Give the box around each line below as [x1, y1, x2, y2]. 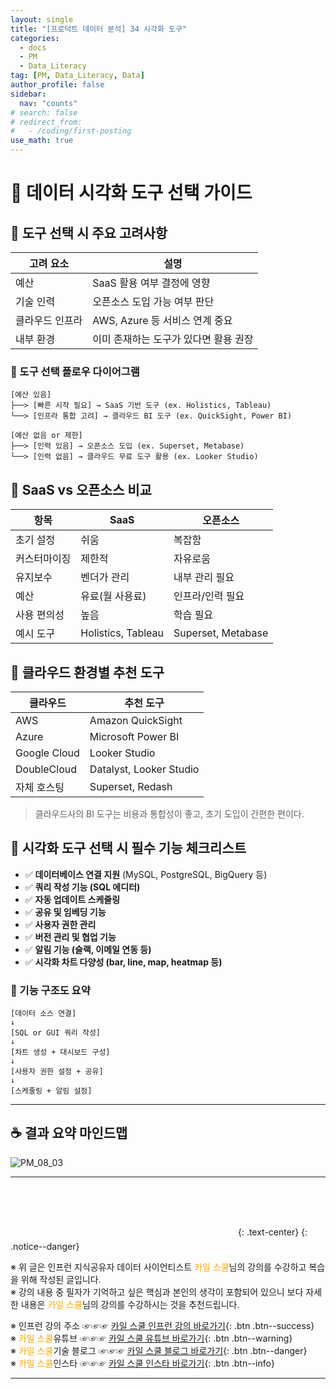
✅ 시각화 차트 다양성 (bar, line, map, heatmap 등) [24, 956, 223, 968]
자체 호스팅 [15, 780, 65, 794]
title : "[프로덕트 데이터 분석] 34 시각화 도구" [10, 24, 188, 34]
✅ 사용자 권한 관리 [24, 918, 97, 930]
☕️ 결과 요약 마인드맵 [10, 1125, 128, 1142]
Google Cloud [15, 746, 80, 760]
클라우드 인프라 [15, 314, 83, 327]
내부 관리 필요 [173, 571, 235, 585]
